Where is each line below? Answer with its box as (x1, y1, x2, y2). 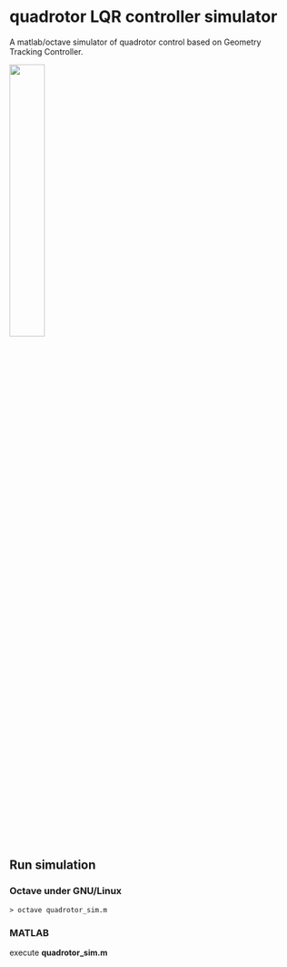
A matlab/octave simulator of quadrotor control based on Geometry (9, 36, 262, 47)
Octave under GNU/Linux (9, 885, 123, 898)
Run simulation (9, 858, 96, 873)
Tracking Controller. (9, 46, 84, 56)
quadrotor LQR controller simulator (9, 6, 278, 27)
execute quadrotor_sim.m (9, 947, 108, 958)
